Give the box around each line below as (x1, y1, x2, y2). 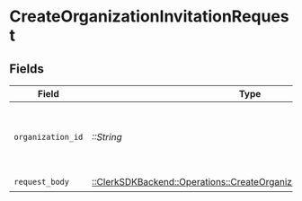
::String (91, 131, 123, 143)
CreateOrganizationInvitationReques (9, 6, 289, 27)
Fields (9, 61, 45, 76)
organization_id (13, 132, 84, 142)
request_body (13, 177, 70, 187)
